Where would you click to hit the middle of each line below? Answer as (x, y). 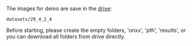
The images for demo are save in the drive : (59, 9)
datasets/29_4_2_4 (29, 19)
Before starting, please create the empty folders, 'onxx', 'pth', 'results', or (96, 30)
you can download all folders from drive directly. (66, 37)
